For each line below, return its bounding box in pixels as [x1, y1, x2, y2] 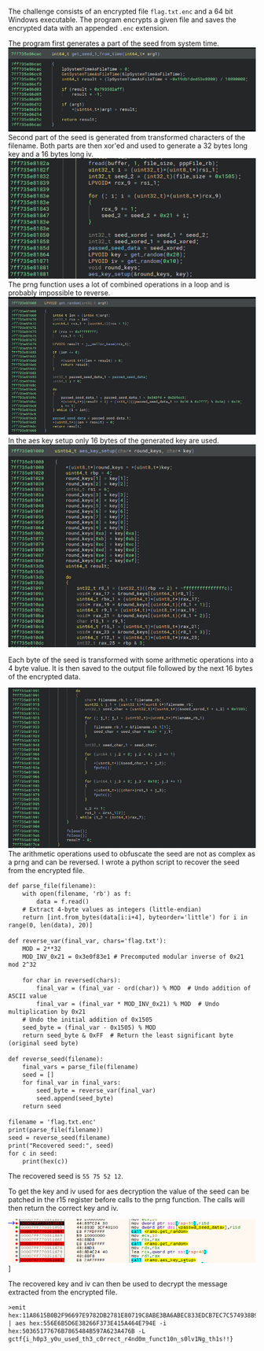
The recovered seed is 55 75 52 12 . [8, 1171, 123, 1181]
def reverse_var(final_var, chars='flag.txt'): [8, 937, 167, 946]
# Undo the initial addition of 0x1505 [22, 1016, 153, 1024]
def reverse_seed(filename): [8, 1055, 104, 1064]
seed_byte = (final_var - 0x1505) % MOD [22, 1023, 156, 1032]
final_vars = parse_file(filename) [22, 1063, 139, 1072]
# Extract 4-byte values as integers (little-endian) [22, 905, 202, 914]
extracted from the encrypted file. [8, 1287, 118, 1297]
